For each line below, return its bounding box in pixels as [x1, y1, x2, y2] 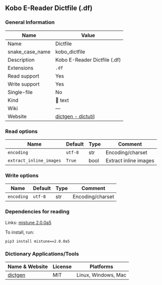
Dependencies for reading [5, 208, 70, 215]
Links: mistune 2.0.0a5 [5, 219, 52, 225]
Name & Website [7, 263, 48, 270]
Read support [7, 72, 40, 79]
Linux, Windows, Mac [76, 271, 127, 278]
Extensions [7, 64, 34, 71]
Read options [5, 128, 38, 135]
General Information [5, 19, 55, 26]
